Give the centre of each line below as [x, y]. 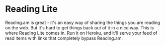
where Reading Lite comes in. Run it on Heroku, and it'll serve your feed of [81, 33]
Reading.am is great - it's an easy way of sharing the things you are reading [83, 23]
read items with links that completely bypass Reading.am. [64, 38]
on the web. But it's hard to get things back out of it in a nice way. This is [80, 27]
